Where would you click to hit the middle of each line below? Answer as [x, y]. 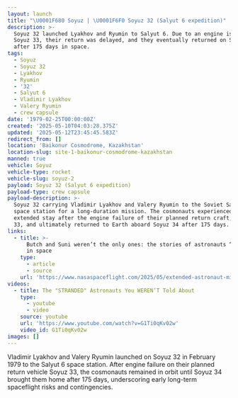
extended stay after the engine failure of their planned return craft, [123, 218]
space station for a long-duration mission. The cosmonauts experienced [123, 212]
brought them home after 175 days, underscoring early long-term [102, 379]
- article [40, 264]
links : [17, 231]
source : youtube [44, 317]
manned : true [27, 159]
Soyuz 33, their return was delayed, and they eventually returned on [120, 40]
